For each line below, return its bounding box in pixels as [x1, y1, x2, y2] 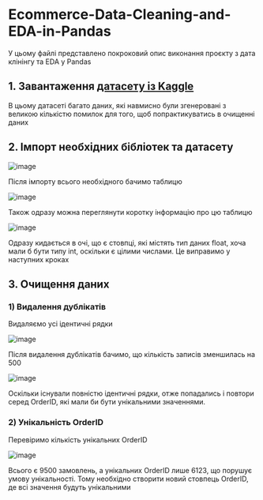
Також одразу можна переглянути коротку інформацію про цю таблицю [8, 207, 253, 216]
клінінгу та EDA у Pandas [8, 57, 92, 66]
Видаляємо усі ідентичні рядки [8, 319, 113, 329]
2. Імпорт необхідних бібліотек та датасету [8, 141, 234, 154]
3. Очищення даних [8, 277, 110, 291]
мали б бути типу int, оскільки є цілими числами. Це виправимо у [8, 246, 231, 256]
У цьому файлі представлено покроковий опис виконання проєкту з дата [8, 48, 256, 58]
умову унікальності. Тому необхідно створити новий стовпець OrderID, [8, 474, 249, 483]
